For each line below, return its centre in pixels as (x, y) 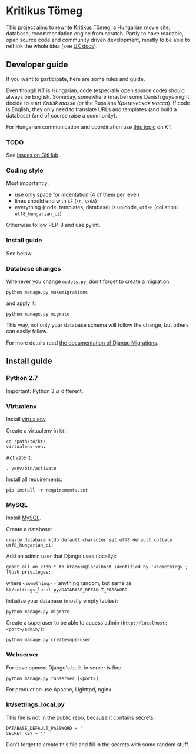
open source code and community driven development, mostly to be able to (98, 40)
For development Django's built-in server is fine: (64, 667)
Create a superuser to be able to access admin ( (64, 623)
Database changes (34, 268)
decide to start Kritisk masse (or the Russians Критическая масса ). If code (98, 103)
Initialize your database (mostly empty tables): (62, 601)
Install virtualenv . (27, 419)
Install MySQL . (24, 518)
